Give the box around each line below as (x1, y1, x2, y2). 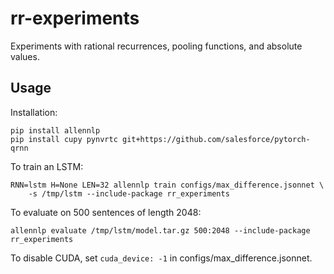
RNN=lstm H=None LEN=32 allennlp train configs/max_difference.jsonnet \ (10, 180, 325, 190)
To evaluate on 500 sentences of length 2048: (10, 206, 202, 218)
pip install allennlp (10, 125, 101, 136)
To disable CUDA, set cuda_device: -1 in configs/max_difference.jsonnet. (10, 252, 313, 264)
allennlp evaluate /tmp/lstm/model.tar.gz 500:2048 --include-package (10, 225, 311, 236)
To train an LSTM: (10, 160, 84, 172)
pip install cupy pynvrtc (10, 134, 118, 144)
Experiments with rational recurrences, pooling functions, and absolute (10, 40, 303, 52)
